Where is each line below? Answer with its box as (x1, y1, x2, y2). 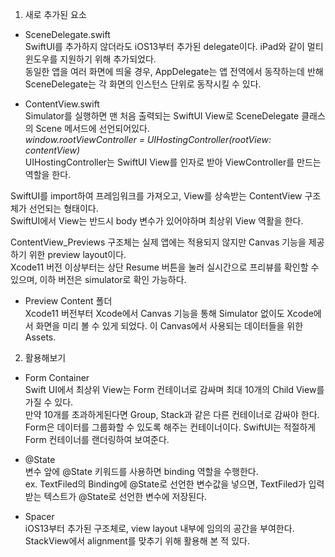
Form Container (24, 372, 90, 383)
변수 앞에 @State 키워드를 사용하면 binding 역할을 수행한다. (24, 466, 259, 477)
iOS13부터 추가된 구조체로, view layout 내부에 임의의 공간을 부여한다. (24, 523, 295, 534)
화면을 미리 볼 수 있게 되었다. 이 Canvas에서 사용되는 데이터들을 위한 (35, 320, 304, 332)
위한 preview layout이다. (28, 249, 127, 260)
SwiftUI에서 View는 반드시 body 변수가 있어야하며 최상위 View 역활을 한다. (10, 215, 304, 227)
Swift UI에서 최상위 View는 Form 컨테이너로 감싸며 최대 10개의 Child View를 (24, 384, 325, 395)
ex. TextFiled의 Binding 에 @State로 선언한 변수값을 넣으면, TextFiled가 (24, 478, 307, 490)
